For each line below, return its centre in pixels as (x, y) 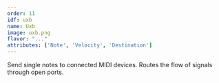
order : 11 (21, 13)
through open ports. (35, 72)
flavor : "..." (28, 39)
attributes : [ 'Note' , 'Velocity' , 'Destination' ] (80, 45)
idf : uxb (20, 20)
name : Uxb (21, 26)
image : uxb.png (29, 33)
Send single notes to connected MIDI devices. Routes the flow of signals (110, 65)
